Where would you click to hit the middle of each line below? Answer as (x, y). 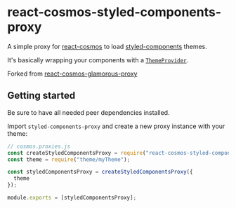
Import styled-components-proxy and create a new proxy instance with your (116, 126)
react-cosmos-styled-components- (114, 12)
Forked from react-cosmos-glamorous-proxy (72, 74)
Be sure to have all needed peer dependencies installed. (88, 112)
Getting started (41, 96)
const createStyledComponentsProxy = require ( (77, 153)
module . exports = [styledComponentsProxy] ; (72, 197)
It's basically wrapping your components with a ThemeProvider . (98, 60)
